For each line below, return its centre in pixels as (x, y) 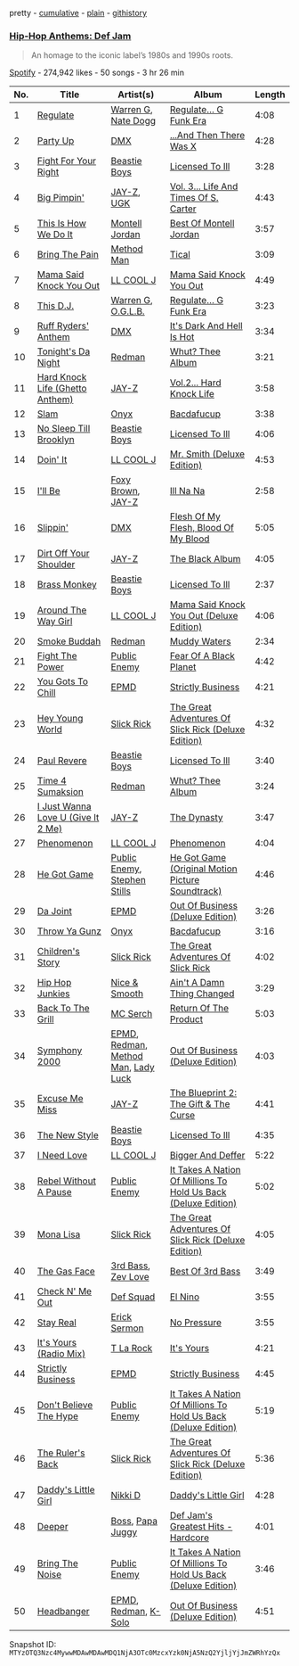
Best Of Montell (202, 224)
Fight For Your (66, 161)
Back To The (64, 1009)
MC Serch (132, 1014)
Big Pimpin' (61, 198)
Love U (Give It (68, 818)
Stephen (129, 880)
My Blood (190, 539)
